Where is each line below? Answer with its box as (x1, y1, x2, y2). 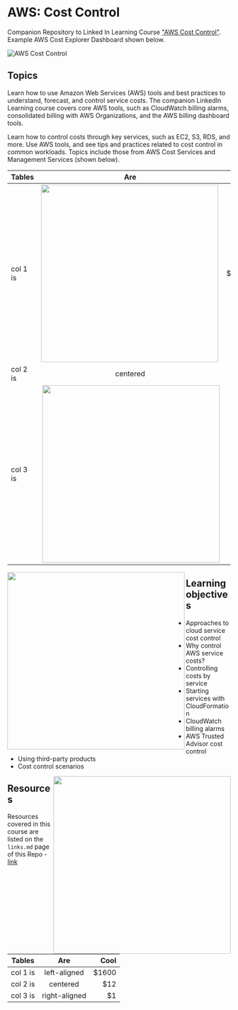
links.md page (7, 842, 50, 851)
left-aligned (44, 967, 84, 977)
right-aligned (41, 990, 86, 1000)
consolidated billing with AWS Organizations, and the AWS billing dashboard (7, 111, 230, 119)
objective (186, 589, 228, 601)
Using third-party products (17, 754, 96, 763)
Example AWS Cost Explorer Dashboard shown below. (7, 35, 165, 43)
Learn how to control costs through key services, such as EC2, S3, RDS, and (7, 132, 230, 141)
